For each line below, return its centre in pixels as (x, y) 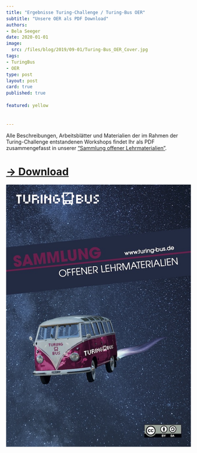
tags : (13, 56)
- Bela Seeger (23, 31)
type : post (19, 74)
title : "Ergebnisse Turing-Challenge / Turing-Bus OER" (76, 12)
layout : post (22, 81)
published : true (26, 93)
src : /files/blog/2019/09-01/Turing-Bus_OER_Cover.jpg (80, 50)
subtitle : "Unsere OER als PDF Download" (57, 19)
